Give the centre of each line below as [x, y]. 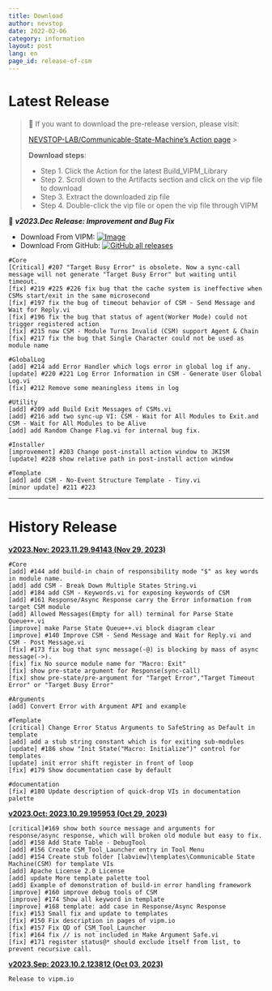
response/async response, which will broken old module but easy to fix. [136, 835]
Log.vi [19, 381]
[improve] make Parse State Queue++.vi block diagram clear [112, 628]
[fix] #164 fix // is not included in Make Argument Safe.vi [114, 935]
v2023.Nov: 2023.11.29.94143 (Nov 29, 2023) [87, 549]
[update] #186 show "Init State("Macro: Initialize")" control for [125, 749]
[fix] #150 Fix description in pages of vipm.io [92, 920]
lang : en [23, 54]
